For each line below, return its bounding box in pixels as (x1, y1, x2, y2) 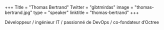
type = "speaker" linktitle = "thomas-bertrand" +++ (33, 9, 139, 15)
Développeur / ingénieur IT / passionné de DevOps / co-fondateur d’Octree (4, 19, 159, 25)
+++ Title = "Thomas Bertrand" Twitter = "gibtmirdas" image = (4, 4, 133, 10)
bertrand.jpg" (4, 9, 32, 15)
